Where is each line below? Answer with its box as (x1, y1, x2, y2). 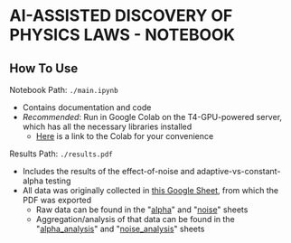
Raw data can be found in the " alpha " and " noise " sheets (35, 204, 249, 215)
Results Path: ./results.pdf (9, 148, 113, 159)
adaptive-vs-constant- (196, 166, 281, 176)
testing (44, 175, 71, 186)
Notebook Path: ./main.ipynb (9, 85, 119, 95)
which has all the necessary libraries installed (22, 121, 192, 132)
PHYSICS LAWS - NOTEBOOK (9, 24, 236, 45)
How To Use (9, 61, 79, 76)
